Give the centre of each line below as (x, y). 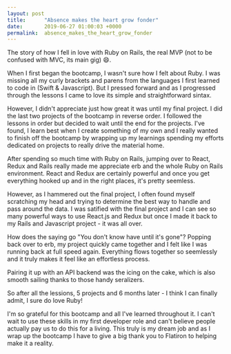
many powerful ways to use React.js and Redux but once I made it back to (112, 216)
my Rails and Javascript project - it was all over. (75, 224)
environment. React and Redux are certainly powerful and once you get (109, 174)
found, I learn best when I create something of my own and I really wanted (113, 131)
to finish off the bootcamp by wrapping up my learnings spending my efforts (115, 138)
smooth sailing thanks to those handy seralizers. (76, 280)
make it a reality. (30, 344)
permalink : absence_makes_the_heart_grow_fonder (80, 33)
